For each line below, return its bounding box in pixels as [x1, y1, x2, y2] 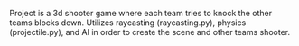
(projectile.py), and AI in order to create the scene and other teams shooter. [9, 27, 291, 37]
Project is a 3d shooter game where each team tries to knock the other [9, 8, 273, 18]
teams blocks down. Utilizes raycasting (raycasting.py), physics [9, 17, 247, 28]
